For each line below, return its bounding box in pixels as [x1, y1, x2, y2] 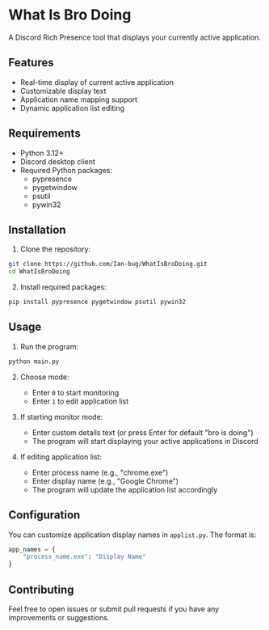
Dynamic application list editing [19, 103, 125, 112]
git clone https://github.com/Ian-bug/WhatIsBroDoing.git [8, 260, 208, 268]
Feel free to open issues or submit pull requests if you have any [8, 604, 220, 614]
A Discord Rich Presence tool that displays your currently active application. [8, 32, 261, 42]
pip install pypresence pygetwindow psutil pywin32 [8, 298, 186, 307]
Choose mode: [19, 372, 70, 382]
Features [8, 56, 54, 70]
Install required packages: [19, 282, 107, 292]
